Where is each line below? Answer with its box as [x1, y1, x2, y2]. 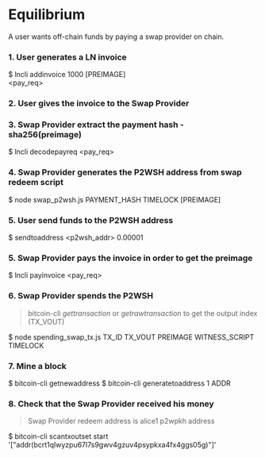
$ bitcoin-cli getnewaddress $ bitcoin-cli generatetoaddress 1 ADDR [8, 378, 232, 388]
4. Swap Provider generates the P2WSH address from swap [8, 167, 242, 178]
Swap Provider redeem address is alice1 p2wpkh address [27, 417, 215, 426]
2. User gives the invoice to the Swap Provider [8, 98, 190, 109]
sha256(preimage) [8, 129, 82, 140]
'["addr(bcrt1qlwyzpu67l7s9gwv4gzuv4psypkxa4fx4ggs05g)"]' [8, 440, 217, 450]
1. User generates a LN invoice [8, 52, 127, 63]
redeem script [8, 177, 63, 188]
